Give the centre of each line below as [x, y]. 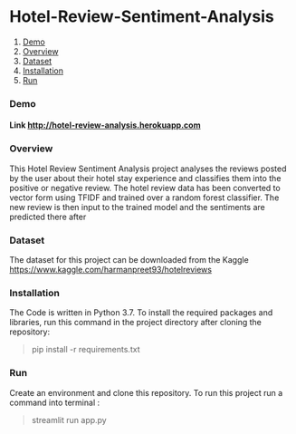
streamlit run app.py [69, 420]
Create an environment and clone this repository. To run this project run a [146, 392]
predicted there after [48, 217]
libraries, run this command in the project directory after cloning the [136, 323]
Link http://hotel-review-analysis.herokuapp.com [105, 125]
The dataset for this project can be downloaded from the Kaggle [129, 260]
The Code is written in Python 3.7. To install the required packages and [141, 313]
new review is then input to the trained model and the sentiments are [137, 207]
